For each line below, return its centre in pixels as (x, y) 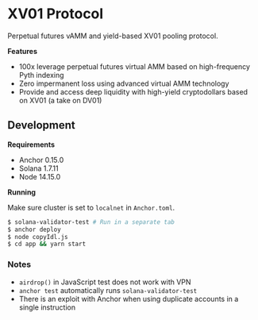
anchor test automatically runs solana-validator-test (108, 290)
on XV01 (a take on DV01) (60, 100)
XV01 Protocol (56, 14)
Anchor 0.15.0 (41, 160)
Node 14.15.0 (40, 176)
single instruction (47, 307)
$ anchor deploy (34, 229)
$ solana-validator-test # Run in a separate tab (91, 222)
